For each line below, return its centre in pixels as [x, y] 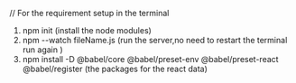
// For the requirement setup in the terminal [89, 13]
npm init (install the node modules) [87, 30]
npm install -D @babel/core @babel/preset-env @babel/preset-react [150, 59]
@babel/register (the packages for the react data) [115, 69]
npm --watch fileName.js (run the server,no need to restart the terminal [155, 40]
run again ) [42, 50]
